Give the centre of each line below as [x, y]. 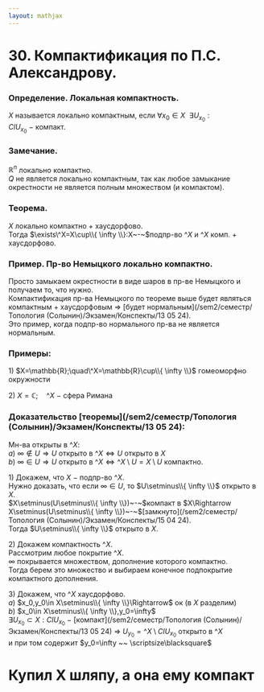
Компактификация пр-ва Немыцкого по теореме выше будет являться [130, 298]
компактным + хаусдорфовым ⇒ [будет [77, 307]
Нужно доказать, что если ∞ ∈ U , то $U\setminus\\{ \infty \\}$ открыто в [132, 486]
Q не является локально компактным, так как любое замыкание [120, 179]
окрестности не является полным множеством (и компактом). [117, 187]
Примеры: [30, 353]
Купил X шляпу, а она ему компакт [132, 675]
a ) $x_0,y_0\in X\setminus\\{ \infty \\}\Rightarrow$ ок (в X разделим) [123, 602]
